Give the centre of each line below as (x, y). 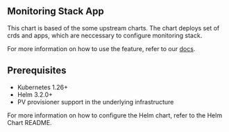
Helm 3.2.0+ (35, 94)
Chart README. (29, 122)
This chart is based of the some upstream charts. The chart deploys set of (113, 28)
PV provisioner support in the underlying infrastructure (95, 102)
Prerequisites (37, 71)
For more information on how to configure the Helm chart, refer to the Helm (115, 115)
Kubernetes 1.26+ (42, 87)
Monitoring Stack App (56, 11)
